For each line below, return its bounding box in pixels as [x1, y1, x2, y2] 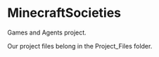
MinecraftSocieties [7, 5, 122, 21]
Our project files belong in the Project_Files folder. [7, 42, 153, 50]
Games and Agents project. [7, 28, 87, 37]
